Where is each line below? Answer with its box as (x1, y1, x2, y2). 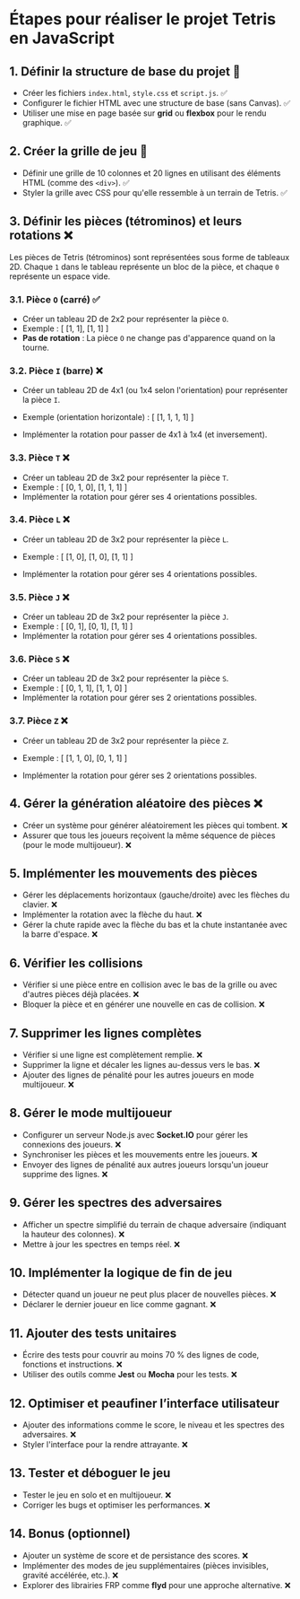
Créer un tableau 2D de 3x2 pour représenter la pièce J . (21, 611, 229, 623)
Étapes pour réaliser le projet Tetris (9, 9, 276, 30)
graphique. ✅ (21, 118, 72, 127)
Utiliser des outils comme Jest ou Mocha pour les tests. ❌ (21, 1369, 237, 1380)
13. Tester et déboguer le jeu (9, 1465, 171, 1481)
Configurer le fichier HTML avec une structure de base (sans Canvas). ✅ (21, 98, 291, 108)
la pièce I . (21, 395, 61, 406)
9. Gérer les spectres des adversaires (9, 1195, 222, 1210)
